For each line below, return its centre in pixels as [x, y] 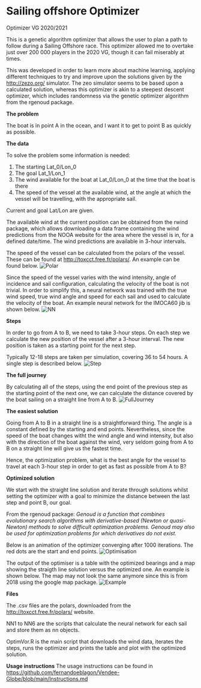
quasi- [178, 520]
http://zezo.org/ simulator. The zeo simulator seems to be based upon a [95, 83]
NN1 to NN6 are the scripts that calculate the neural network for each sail [97, 623]
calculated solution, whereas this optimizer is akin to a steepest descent [95, 89]
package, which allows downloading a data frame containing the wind [92, 228]
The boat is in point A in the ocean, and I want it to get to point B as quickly [99, 125]
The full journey [26, 375]
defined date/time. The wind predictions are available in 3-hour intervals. [96, 241]
